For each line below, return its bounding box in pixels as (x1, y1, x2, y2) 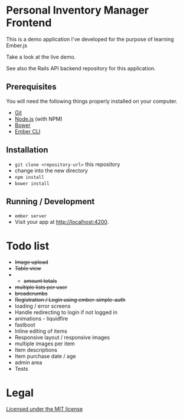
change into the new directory (14, 166, 89, 174)
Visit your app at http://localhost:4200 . (14, 218, 109, 226)
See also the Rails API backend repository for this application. (6, 64, 156, 71)
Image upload (14, 259, 48, 266)
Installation (6, 145, 48, 155)
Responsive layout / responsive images (14, 334, 110, 341)
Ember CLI (14, 128, 41, 135)
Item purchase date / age (14, 352, 76, 360)
